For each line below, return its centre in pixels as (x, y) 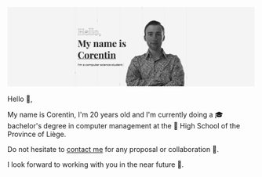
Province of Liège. (37, 134)
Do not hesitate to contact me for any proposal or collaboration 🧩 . (113, 149)
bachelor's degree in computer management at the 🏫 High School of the (124, 125)
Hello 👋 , (20, 99)
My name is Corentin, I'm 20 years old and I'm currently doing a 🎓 (115, 114)
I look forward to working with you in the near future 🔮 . (96, 164)
